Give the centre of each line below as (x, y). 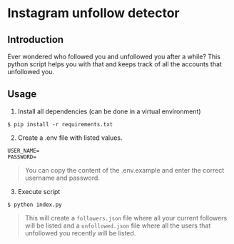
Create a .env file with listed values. (70, 138)
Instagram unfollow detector (93, 13)
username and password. (62, 178)
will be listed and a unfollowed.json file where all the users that (118, 225)
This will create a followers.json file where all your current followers (126, 218)
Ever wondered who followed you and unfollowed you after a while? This (114, 56)
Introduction (36, 40)
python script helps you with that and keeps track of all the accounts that (115, 64)
